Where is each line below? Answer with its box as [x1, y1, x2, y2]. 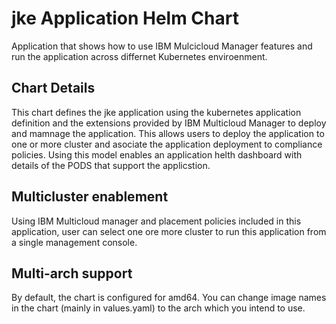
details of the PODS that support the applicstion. [11, 159, 211, 171]
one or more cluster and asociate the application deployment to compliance [11, 138, 323, 150]
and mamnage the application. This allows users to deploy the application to [11, 127, 325, 139]
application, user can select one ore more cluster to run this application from [11, 225, 327, 237]
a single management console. [11, 236, 138, 248]
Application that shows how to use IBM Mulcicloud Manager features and [11, 40, 313, 52]
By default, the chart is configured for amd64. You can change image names [11, 292, 327, 304]
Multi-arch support [11, 265, 133, 282]
